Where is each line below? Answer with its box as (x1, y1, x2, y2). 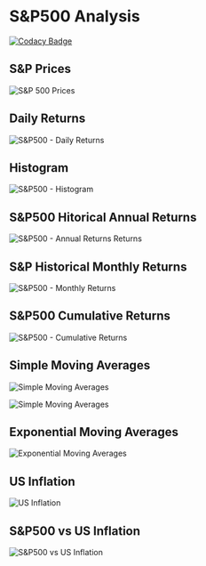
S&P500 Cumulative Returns (9, 309, 170, 324)
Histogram (9, 160, 69, 175)
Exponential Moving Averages (9, 424, 179, 440)
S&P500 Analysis (9, 6, 140, 27)
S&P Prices (9, 61, 72, 77)
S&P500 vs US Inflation (9, 523, 140, 538)
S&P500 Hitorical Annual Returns (9, 209, 197, 224)
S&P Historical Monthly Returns (9, 259, 187, 274)
